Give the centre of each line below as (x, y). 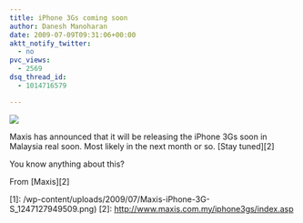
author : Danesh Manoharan (58, 26)
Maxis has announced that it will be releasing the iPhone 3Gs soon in (138, 137)
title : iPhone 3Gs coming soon (69, 18)
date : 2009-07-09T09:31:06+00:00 (73, 35)
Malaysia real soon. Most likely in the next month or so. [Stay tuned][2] (142, 146)
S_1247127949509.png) (53, 208)
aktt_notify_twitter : (50, 43)
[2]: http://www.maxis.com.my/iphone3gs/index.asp (196, 208)
